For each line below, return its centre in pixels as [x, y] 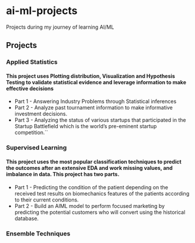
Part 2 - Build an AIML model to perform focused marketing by [90, 206]
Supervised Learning [36, 148]
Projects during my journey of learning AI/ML [60, 27]
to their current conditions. [46, 200]
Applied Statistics [32, 62]
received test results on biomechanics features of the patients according [102, 193]
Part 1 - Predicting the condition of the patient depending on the [91, 187]
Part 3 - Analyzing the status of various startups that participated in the [100, 120]
